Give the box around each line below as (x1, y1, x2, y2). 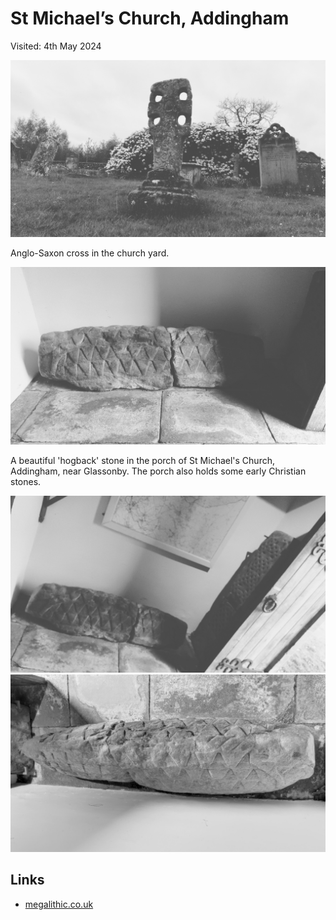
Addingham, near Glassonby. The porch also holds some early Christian (10, 465, 307, 477)
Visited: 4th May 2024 (10, 40, 102, 52)
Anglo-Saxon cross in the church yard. (10, 247, 170, 259)
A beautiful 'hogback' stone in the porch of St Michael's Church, (10, 454, 275, 466)
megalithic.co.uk (24, 898, 94, 910)
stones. (10, 475, 42, 487)
